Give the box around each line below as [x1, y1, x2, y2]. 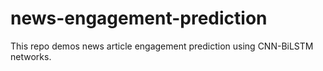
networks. [10, 50, 52, 62]
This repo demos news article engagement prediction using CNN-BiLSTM [10, 40, 314, 52]
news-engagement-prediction [10, 7, 268, 30]
